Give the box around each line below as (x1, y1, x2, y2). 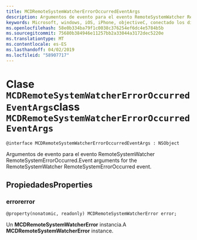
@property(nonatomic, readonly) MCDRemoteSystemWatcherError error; (6, 211, 177, 217)
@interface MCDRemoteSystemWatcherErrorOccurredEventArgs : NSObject (6, 140, 180, 146)
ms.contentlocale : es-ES (6, 42, 67, 48)
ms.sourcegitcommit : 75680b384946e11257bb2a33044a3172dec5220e (6, 31, 164, 36)
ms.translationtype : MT (6, 36, 64, 42)
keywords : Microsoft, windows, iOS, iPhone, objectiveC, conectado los (6, 19, 185, 25)
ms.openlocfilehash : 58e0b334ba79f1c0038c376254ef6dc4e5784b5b (6, 25, 164, 31)
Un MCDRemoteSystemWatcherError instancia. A (6, 221, 127, 228)
